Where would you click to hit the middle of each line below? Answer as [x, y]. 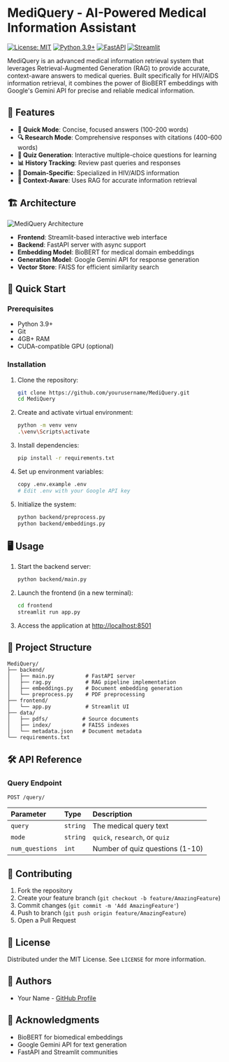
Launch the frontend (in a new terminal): [75, 593]
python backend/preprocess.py [61, 517]
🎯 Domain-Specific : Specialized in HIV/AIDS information [98, 172]
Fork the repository [45, 890]
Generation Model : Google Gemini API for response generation [108, 259]
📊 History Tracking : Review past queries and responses [99, 163]
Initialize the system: [47, 504]
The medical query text [131, 826]
